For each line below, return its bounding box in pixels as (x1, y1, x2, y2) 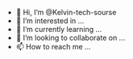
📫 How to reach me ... (15, 42, 91, 51)
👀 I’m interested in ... (15, 16, 85, 26)
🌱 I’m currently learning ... (15, 25, 102, 33)
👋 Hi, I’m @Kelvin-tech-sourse (15, 8, 117, 17)
